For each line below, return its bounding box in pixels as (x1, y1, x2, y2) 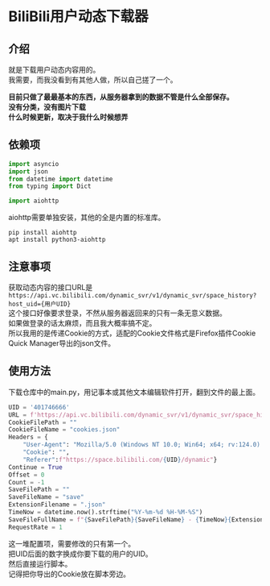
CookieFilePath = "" (8, 418, 78, 426)
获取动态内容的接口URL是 (8, 283, 93, 292)
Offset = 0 (8, 471, 45, 479)
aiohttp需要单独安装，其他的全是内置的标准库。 (8, 213, 166, 222)
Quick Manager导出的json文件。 (8, 339, 116, 347)
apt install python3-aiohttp (8, 235, 106, 244)
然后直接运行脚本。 (8, 559, 72, 568)
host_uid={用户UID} (8, 300, 72, 308)
